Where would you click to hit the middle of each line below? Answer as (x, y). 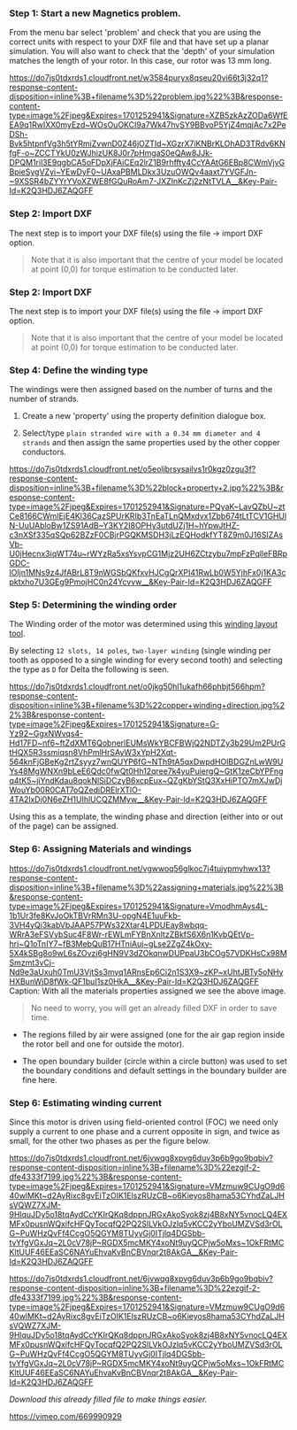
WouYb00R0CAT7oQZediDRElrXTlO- (75, 790)
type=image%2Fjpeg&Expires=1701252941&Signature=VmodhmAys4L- (138, 906)
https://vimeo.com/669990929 (65, 1417)
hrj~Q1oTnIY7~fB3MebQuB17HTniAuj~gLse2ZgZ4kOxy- (111, 943)
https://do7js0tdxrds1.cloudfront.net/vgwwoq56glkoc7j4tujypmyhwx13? (140, 868)
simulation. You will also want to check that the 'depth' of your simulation (142, 51)
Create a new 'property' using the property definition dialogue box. (144, 416)
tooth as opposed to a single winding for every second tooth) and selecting (146, 660)
